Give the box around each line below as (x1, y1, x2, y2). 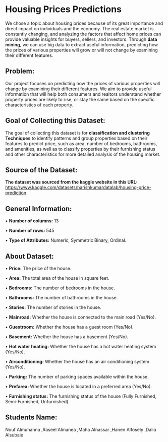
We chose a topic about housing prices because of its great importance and (5, 20, 163, 26)
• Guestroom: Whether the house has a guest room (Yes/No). (5, 324, 134, 330)
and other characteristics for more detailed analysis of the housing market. (5, 151, 160, 157)
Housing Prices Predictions (5, 4, 122, 15)
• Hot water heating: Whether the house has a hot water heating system (5, 344, 156, 349)
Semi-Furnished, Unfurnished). (5, 399, 70, 404)
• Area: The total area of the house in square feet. (5, 275, 109, 281)
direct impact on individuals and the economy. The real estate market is (5, 25, 154, 31)
